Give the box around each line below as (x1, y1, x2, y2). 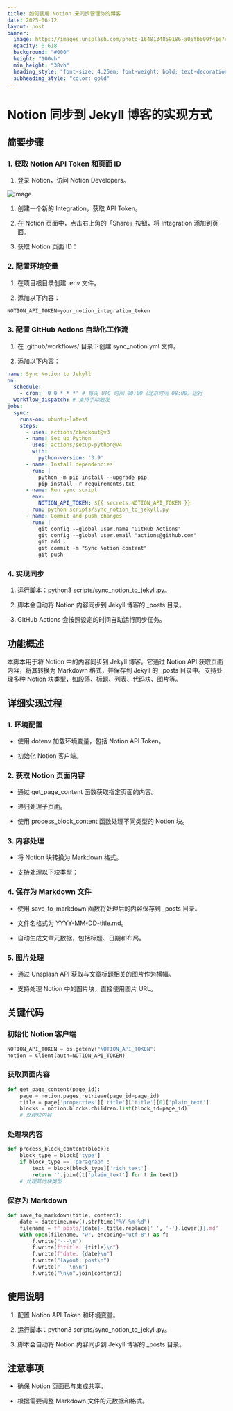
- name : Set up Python (25, 435, 92, 442)
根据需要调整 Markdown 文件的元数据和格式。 (17, 1396, 149, 1405)
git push (37, 551, 64, 559)
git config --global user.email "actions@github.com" (37, 532, 197, 539)
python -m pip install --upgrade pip (37, 473, 148, 481)
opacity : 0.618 (13, 42, 58, 49)
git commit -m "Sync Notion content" (37, 545, 148, 552)
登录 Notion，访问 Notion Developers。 (17, 176, 130, 185)
